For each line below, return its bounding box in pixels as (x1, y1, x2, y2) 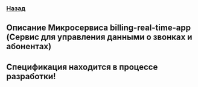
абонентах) (6, 41, 52, 52)
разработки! (6, 71, 56, 82)
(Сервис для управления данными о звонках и (6, 32, 193, 43)
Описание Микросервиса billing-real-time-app (6, 23, 191, 33)
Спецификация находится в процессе (6, 62, 158, 72)
